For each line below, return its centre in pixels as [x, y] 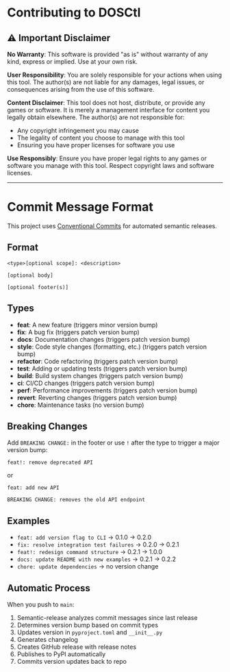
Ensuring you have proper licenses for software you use [96, 145]
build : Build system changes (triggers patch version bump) [100, 375]
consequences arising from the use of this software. [81, 89]
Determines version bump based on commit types [88, 625]
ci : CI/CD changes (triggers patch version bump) [86, 383]
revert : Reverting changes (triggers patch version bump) [97, 397]
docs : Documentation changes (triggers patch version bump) [103, 339]
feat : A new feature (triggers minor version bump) [87, 325]
